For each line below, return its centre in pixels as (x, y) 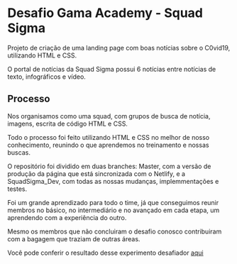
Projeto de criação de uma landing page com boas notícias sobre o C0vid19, (119, 48)
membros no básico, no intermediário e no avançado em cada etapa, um (114, 210)
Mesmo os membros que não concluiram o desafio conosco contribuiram (115, 231)
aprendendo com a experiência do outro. (67, 217)
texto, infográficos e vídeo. (47, 77)
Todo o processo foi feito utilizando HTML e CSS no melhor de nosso (109, 137)
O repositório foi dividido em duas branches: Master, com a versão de (109, 166)
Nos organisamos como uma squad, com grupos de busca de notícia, (109, 116)
